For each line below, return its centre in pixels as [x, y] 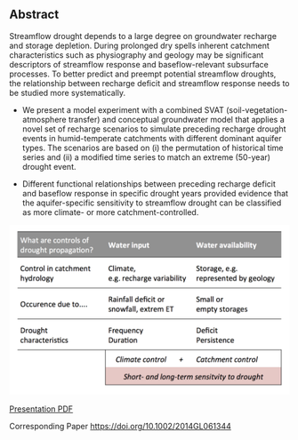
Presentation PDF [41, 409]
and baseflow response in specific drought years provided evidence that [155, 193]
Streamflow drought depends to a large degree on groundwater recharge [143, 36]
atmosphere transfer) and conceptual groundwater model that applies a [153, 119]
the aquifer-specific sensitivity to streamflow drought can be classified [152, 203]
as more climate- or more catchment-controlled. [110, 212]
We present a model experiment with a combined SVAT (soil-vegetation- [155, 109]
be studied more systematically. [68, 92]
